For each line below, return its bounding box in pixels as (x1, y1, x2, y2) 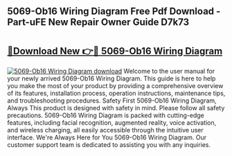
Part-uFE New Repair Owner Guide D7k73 (7, 17, 190, 28)
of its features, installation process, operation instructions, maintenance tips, (7, 89, 226, 97)
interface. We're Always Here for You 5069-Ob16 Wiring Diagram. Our (7, 133, 206, 141)
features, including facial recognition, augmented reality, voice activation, (7, 119, 217, 127)
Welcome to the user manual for (123, 67, 215, 75)
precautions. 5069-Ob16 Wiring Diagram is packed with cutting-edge (7, 111, 204, 119)
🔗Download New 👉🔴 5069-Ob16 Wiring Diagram (7, 45, 223, 57)
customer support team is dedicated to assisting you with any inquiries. (7, 141, 211, 148)
